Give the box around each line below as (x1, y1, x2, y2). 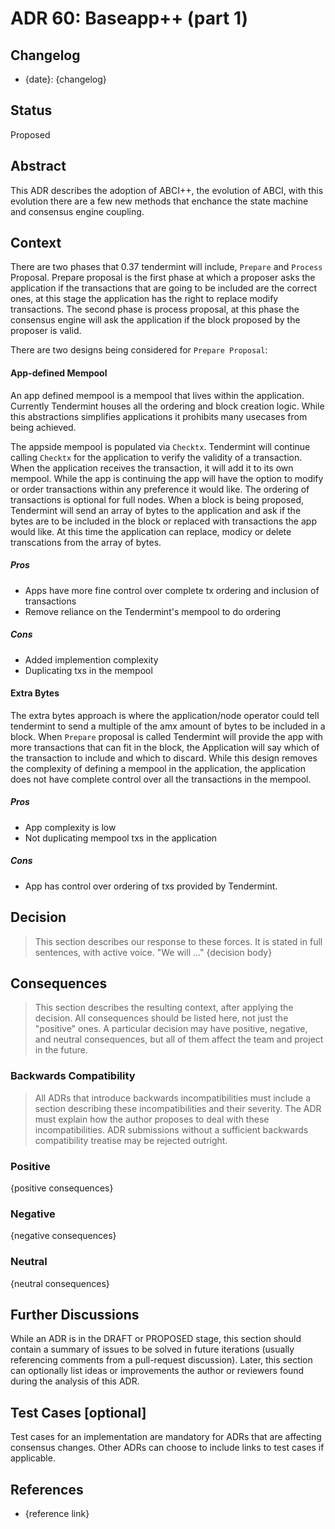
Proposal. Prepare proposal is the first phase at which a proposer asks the (10, 272, 316, 284)
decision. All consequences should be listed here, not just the (34, 1012, 289, 1024)
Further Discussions (10, 1306, 140, 1323)
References (10, 1481, 84, 1498)
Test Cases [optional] (10, 1404, 147, 1421)
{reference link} (24, 1507, 90, 1519)
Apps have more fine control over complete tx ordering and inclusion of (24, 584, 320, 596)
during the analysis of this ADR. (10, 1375, 140, 1387)
